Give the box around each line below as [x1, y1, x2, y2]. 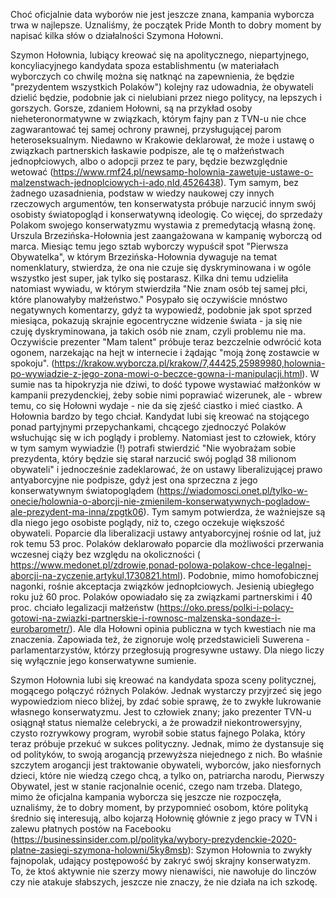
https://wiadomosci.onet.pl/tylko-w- [159, 485, 308, 496]
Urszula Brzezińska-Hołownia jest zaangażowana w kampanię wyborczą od [10, 230, 323, 241]
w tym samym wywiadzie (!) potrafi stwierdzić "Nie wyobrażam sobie [10, 442, 297, 454]
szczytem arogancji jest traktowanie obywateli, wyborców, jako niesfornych [10, 759, 322, 771]
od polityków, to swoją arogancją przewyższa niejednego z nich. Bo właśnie [10, 749, 323, 760]
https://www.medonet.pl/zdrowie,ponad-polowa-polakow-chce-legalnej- [10, 559, 312, 571]
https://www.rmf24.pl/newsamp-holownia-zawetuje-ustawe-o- [53, 166, 314, 178]
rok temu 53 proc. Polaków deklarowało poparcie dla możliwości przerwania [10, 538, 325, 549]
